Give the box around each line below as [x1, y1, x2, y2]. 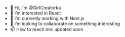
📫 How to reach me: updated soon [10, 26, 84, 32]
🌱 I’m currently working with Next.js [10, 15, 85, 21]
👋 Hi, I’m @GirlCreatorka [10, 5, 61, 10]
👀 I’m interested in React [10, 10, 61, 16]
